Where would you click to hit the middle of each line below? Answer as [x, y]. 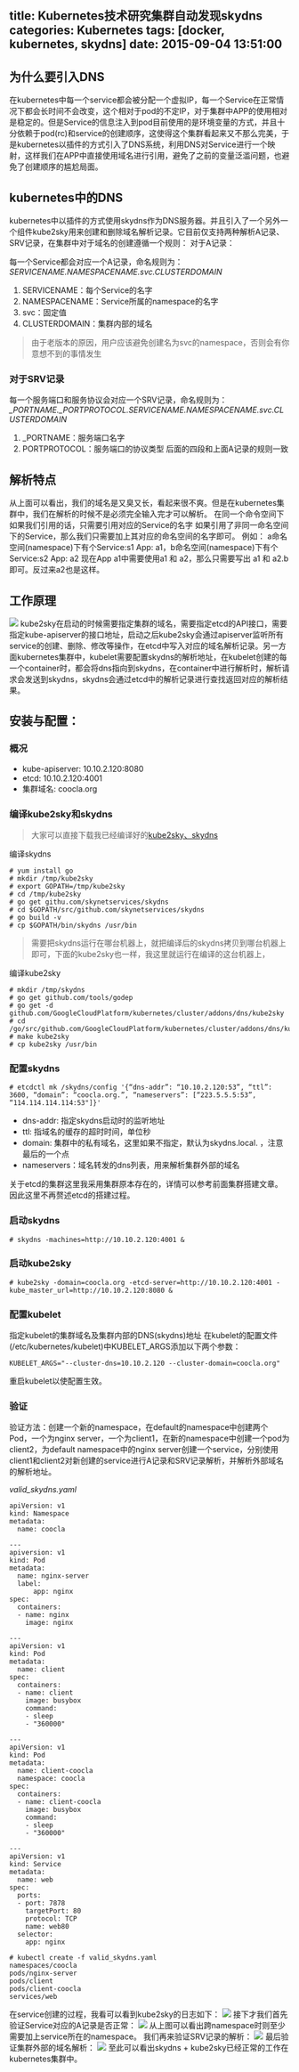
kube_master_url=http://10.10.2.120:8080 [87, 1290]
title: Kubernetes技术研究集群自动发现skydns [136, 16]
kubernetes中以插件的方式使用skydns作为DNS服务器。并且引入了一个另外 [145, 221]
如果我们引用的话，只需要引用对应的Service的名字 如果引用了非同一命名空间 [149, 525]
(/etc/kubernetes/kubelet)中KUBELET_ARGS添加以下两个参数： [125, 1346]
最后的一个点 [45, 1154]
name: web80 [47, 1927]
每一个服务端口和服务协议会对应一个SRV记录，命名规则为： [118, 400]
